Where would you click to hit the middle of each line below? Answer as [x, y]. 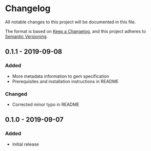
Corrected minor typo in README [46, 104]
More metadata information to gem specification [61, 76]
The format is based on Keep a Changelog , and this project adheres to [75, 31]
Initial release [25, 144]
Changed [16, 94]
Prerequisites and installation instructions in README [65, 81]
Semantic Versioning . [26, 36]
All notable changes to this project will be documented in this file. [71, 22]
